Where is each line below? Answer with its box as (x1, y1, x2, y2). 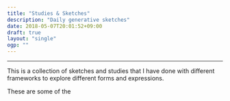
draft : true (7, 29, 41, 36)
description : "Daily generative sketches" (7, 16, 130, 23)
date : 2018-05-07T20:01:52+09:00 (7, 23, 103, 29)
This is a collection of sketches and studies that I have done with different (7, 67, 215, 75)
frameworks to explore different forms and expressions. (7, 74, 164, 82)
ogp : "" (7, 42, 29, 48)
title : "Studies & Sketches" (7, 10, 90, 17)
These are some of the (7, 87, 71, 96)
